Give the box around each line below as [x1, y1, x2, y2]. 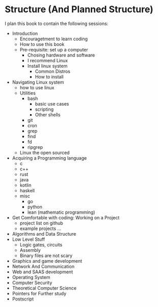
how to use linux [19, 84, 55, 90]
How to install [35, 73, 64, 80]
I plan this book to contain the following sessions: [5, 20, 109, 27]
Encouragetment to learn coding [19, 36, 88, 42]
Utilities [19, 90, 36, 96]
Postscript [12, 296, 34, 302]
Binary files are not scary [19, 252, 72, 259]
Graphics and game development [12, 258, 83, 264]
